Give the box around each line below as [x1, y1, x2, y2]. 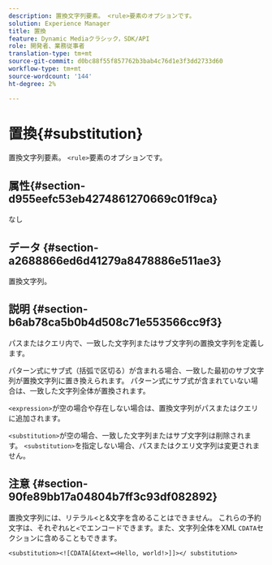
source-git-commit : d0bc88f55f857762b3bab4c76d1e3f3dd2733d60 [8, 58, 223, 66]
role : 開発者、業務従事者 [8, 42, 85, 50]
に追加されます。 [8, 413, 65, 423]
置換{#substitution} [8, 124, 144, 143]
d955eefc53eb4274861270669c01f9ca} [8, 192, 218, 205]
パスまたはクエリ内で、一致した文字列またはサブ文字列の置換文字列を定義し [8, 338, 265, 347]
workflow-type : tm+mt [8, 65, 82, 73]
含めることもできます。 [43, 533, 122, 542]
